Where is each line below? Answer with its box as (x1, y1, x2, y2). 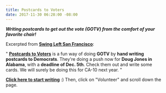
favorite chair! (6, 31, 37, 37)
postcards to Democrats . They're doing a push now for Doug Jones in (6, 56, 152, 62)
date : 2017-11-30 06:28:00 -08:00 (6, 12, 78, 17)
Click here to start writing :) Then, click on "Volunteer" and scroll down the (6, 76, 161, 82)
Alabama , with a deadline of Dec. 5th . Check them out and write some (6, 61, 152, 67)
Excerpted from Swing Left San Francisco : (6, 41, 94, 47)
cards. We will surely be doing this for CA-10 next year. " (6, 66, 122, 73)
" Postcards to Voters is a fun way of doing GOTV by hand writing (6, 51, 144, 57)
